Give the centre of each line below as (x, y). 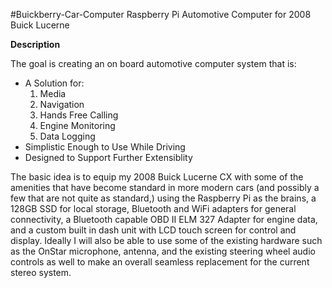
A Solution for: (54, 83)
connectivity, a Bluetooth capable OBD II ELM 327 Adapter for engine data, (164, 219)
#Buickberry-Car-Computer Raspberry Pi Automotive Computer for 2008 (161, 14)
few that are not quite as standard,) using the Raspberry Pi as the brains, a (163, 198)
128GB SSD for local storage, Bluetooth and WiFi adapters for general (153, 208)
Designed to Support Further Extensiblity (108, 157)
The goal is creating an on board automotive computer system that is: (153, 63)
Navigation (62, 104)
